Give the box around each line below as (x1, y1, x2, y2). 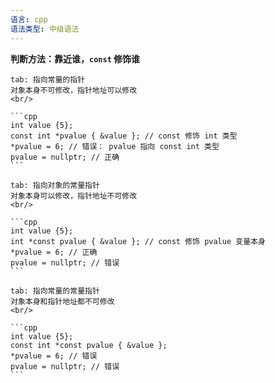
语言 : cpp (10, 14, 48, 25)
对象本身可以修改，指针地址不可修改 (10, 191, 138, 201)
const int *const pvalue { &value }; (10, 340, 168, 350)
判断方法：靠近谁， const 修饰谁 (10, 52, 141, 65)
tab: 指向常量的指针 (10, 74, 86, 85)
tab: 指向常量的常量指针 (10, 286, 100, 296)
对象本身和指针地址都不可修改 (10, 296, 115, 306)
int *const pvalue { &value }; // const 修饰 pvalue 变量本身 (10, 236, 266, 246)
